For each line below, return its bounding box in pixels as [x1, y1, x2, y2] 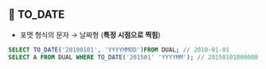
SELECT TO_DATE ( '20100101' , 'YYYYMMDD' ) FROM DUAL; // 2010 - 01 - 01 [8, 45, 230, 54]
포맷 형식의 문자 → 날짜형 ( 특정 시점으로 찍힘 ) [19, 29, 161, 40]
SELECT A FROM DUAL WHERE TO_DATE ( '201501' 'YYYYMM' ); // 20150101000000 [8, 53, 259, 61]
